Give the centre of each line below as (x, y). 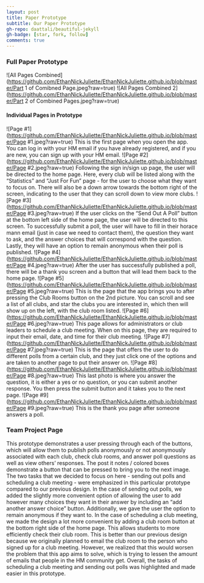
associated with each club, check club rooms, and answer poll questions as (101, 457)
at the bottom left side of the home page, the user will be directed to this (97, 219)
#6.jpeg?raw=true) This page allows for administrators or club (105, 323)
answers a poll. (25, 414)
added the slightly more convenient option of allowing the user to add (93, 495)
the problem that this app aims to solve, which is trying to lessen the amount (102, 554)
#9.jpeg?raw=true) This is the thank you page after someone (103, 408)
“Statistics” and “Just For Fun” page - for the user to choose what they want (101, 180)
